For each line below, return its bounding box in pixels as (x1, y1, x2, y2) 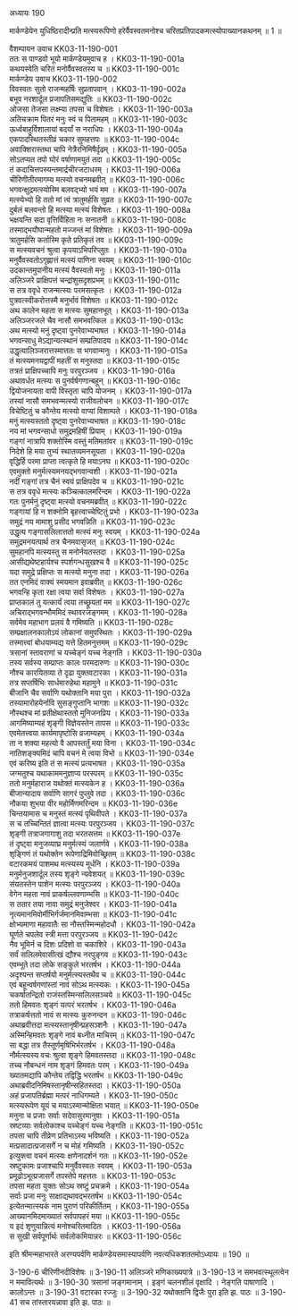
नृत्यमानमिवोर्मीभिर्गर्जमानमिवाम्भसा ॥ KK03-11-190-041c (9, 909, 178, 920)
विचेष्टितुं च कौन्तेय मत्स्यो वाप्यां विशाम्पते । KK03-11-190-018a (9, 406, 198, 416)
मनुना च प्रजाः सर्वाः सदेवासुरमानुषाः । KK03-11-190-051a (9, 1110, 180, 1121)
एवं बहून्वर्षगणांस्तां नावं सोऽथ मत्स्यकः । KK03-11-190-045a (9, 980, 190, 989)
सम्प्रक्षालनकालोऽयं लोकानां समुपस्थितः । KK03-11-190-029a (9, 627, 193, 638)
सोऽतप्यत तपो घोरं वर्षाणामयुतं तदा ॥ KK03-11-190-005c (9, 154, 181, 165)
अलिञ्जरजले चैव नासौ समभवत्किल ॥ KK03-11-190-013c (9, 315, 185, 326)
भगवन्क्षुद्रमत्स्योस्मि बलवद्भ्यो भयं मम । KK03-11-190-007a (9, 184, 187, 195)
